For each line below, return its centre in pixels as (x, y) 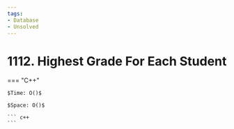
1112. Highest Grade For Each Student (117, 61)
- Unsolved (23, 26)
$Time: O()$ (24, 93)
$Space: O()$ (26, 105)
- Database (23, 20)
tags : (15, 14)
